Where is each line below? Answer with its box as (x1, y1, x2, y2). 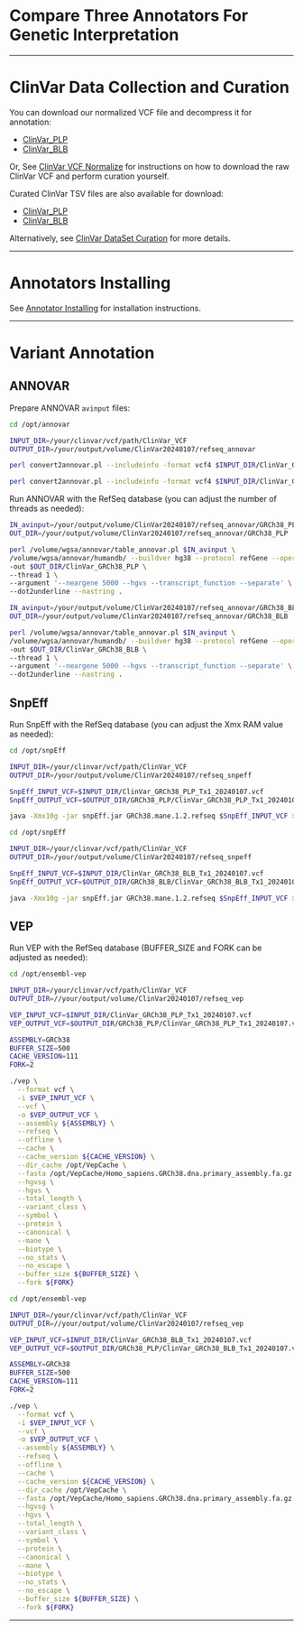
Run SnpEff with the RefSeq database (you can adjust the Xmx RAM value (9, 719, 284, 729)
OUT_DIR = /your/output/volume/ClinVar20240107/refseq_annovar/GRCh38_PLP (9, 529, 289, 538)
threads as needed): (9, 503, 85, 514)
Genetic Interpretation (9, 24, 179, 45)
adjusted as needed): (9, 952, 88, 963)
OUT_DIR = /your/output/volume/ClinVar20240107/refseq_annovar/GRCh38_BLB (9, 612, 289, 621)
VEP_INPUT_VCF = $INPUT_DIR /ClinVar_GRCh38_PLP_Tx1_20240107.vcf (9, 1010, 252, 1020)
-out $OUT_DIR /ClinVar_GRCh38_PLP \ (9, 561, 147, 571)
